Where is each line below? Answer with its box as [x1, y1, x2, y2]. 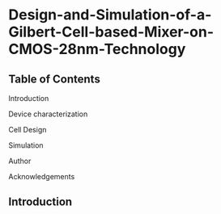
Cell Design [8, 125, 47, 134]
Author [8, 156, 32, 166]
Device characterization [8, 109, 88, 119]
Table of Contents [8, 72, 101, 86]
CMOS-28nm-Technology [8, 40, 186, 58]
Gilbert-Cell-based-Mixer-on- [8, 23, 215, 41]
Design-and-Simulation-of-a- [8, 6, 212, 24]
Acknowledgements [8, 172, 75, 181]
